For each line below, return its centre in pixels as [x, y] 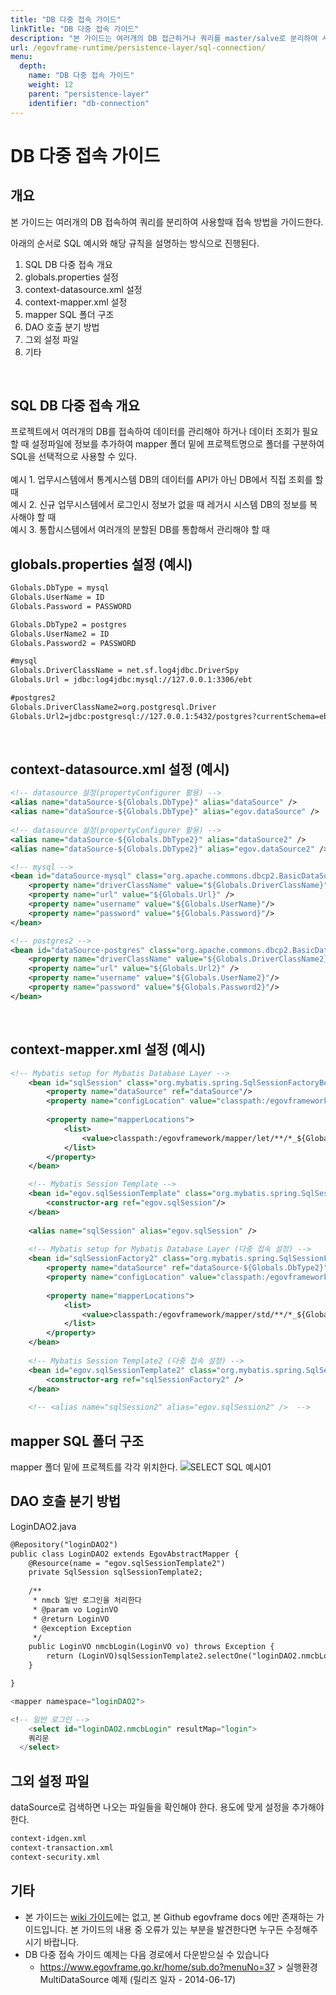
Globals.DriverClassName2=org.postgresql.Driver [113, 707]
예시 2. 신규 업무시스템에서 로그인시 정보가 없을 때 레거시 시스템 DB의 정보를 [159, 505]
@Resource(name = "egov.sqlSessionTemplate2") [127, 1563]
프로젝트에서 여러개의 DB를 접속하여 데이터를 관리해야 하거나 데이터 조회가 [155, 432]
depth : [33, 66]
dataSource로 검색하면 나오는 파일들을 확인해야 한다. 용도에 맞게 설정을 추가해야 [167, 1807]
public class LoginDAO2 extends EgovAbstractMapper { [125, 1554]
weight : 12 [51, 85]
